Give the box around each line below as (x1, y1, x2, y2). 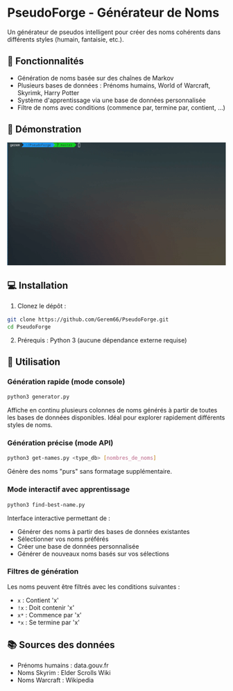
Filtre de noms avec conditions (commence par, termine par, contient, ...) (17, 103, 225, 112)
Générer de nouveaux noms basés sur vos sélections (17, 549, 170, 558)
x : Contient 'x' (17, 596, 59, 604)
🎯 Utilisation (7, 356, 61, 368)
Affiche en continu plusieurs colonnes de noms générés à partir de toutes (7, 406, 218, 415)
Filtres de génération (7, 567, 79, 576)
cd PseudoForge (7, 323, 51, 331)
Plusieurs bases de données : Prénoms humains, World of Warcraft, (17, 81, 211, 90)
